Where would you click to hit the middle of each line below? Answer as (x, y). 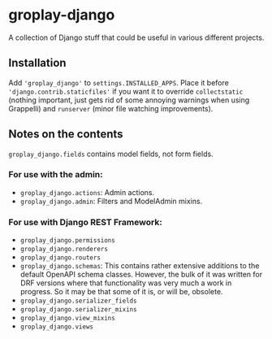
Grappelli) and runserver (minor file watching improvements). (111, 108)
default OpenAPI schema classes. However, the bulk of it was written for (141, 275)
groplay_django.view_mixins (67, 319)
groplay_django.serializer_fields (78, 301)
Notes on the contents (66, 135)
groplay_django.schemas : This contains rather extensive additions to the (140, 266)
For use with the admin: (56, 175)
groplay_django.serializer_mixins (78, 310)
